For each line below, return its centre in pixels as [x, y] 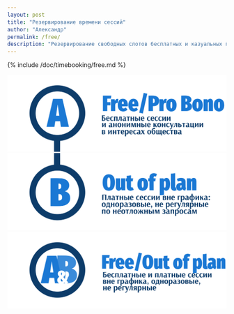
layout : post [26, 15]
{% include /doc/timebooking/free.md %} [67, 65]
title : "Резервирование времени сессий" [67, 22]
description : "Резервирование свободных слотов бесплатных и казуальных [115, 44]
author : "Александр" [37, 29]
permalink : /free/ [34, 37]
